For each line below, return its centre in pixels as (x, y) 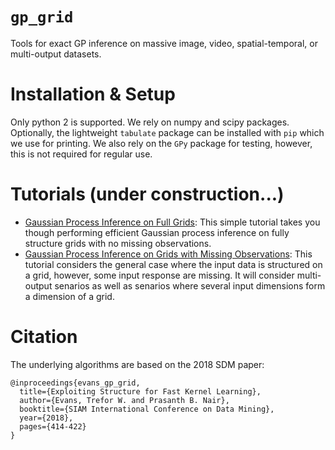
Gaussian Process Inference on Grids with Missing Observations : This (168, 254)
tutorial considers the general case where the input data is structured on (173, 264)
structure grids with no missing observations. (118, 243)
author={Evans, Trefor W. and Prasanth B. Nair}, (124, 400)
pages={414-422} (53, 426)
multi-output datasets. (56, 54)
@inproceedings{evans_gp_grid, (75, 383)
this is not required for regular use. (81, 154)
